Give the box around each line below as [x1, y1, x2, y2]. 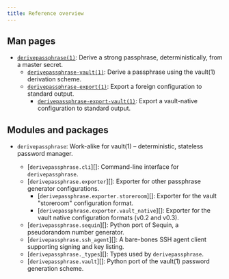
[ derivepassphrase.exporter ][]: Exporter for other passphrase [27, 177, 202, 185]
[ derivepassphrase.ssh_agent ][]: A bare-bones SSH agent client [27, 235, 207, 243]
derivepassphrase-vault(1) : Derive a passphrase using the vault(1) [27, 68, 215, 76]
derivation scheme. [27, 75, 82, 83]
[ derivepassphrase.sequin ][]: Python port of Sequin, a [27, 221, 179, 229]
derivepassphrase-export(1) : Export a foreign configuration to [27, 83, 202, 91]
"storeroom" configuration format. [37, 199, 134, 207]
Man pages [7, 36, 56, 47]
